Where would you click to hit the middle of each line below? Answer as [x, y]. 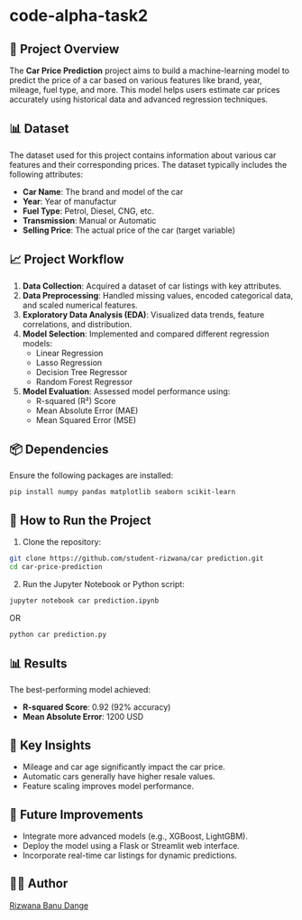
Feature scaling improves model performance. [108, 787]
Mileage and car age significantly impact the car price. [124, 767]
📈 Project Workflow [67, 259]
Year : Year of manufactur [69, 201]
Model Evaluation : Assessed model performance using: [126, 391]
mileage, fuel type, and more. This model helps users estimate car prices [145, 90]
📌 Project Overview [64, 49]
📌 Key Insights [50, 745]
